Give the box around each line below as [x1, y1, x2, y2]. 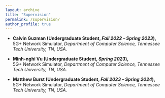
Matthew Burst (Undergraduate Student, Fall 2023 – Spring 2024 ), [12, 76, 156, 82]
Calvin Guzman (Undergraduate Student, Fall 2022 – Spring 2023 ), [12, 35, 156, 41]
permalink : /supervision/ [5, 17, 60, 22]
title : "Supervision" [5, 12, 51, 17]
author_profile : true [5, 21, 51, 27]
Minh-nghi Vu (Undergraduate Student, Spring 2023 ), [12, 56, 129, 62]
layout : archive [5, 7, 40, 13]
